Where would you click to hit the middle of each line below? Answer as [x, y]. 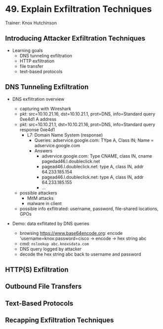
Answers [43, 151]
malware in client [44, 203]
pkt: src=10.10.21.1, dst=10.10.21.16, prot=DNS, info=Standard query [87, 124]
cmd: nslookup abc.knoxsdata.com [54, 243]
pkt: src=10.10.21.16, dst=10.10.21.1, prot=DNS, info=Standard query [87, 114]
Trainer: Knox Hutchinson [31, 23]
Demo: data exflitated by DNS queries [51, 223]
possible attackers [38, 193]
